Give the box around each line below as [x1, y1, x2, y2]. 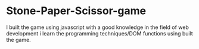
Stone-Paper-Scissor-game [6, 4, 147, 18]
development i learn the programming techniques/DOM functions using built [6, 30, 194, 37]
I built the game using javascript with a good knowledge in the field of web [6, 24, 189, 31]
